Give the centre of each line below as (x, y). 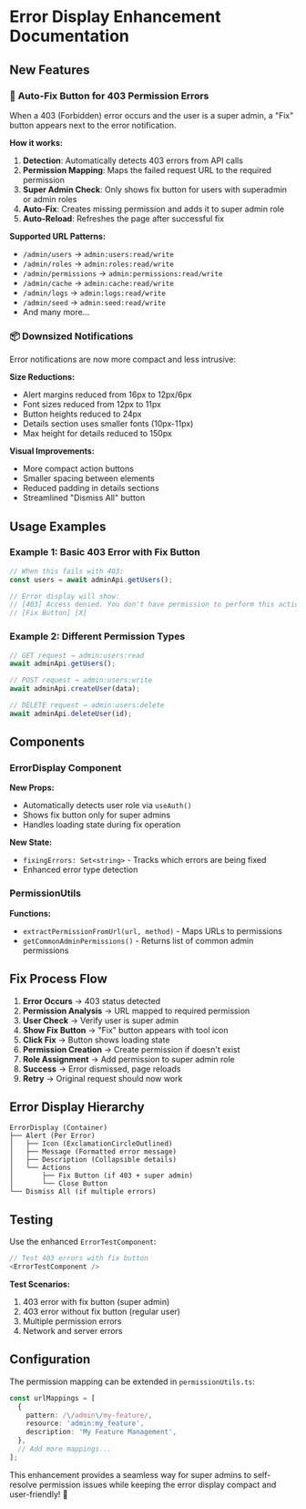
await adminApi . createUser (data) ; (75, 689)
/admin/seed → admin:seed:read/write (94, 302)
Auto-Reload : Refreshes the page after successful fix (123, 218)
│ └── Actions (40, 1168)
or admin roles (50, 199)
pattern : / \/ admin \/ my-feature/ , (89, 1415)
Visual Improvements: (52, 451)
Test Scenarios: (40, 1284)
